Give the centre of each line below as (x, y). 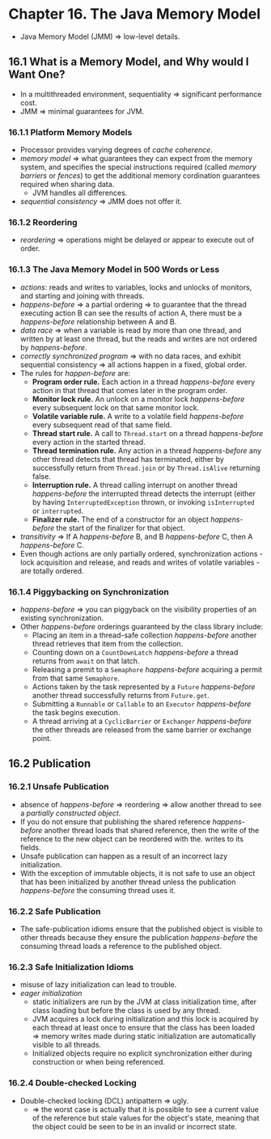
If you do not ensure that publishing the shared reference (115, 821)
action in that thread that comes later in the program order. (130, 390)
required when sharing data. (67, 184)
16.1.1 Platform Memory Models (70, 132)
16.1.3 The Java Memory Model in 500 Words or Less (114, 269)
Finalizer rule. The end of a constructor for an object (120, 519)
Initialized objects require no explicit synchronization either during (142, 1053)
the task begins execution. (76, 712)
